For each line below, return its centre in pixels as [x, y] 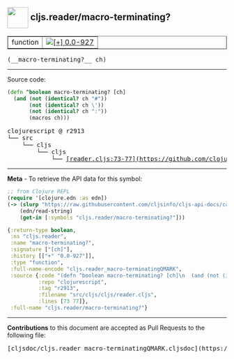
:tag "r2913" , [58, 289]
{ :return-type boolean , [42, 230]
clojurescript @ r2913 [46, 131]
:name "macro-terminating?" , [53, 243]
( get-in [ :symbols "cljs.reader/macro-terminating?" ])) [103, 217]
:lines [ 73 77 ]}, [63, 301]
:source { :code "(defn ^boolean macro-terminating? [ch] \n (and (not [115, 275]
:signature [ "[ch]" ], [41, 250]
